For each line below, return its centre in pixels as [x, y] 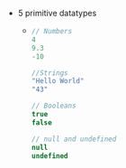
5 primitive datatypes [57, 13]
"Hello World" [58, 81]
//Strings [50, 73]
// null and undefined [74, 139]
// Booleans [54, 106]
